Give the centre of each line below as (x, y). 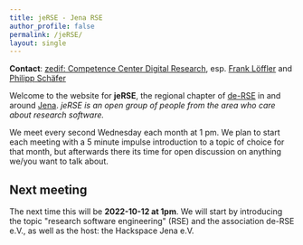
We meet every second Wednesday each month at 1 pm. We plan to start (145, 133)
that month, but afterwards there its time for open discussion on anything (146, 152)
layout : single (38, 43)
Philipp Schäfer (38, 79)
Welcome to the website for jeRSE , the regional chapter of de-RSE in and (145, 96)
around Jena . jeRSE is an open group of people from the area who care (142, 106)
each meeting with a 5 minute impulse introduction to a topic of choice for (147, 142)
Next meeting (48, 189)
